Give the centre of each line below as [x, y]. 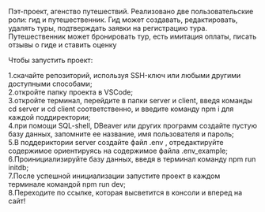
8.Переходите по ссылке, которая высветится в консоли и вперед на [125, 193]
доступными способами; [50, 84]
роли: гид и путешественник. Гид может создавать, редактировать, [123, 20]
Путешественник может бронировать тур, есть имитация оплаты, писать [132, 36]
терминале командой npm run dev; [67, 184]
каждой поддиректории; [49, 117]
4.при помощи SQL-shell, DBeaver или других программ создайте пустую [132, 126]
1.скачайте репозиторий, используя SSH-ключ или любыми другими [125, 75]
